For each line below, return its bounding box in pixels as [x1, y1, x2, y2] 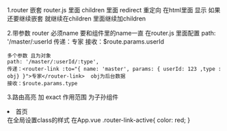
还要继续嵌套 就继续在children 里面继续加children [7, 14, 146, 23]
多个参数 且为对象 [7, 53, 51, 59]
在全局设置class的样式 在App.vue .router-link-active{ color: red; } [7, 116, 190, 124]
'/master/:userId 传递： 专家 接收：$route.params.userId [7, 38, 165, 46]
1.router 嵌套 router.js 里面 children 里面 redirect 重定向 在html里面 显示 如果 [7, 6, 221, 14]
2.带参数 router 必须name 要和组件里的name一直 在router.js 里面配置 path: [7, 29, 216, 37]
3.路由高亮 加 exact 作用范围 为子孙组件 [7, 93, 119, 101]
